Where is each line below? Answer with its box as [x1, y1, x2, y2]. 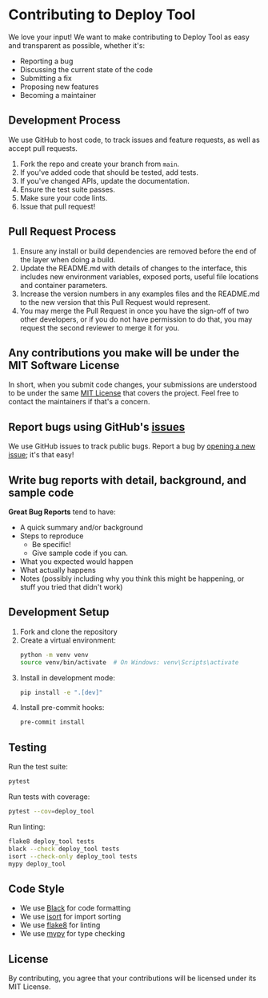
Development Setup [8, 606, 110, 619]
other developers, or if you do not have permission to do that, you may [19, 314, 253, 324]
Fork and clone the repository [19, 627, 118, 636]
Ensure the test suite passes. [19, 185, 116, 194]
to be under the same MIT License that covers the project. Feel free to [8, 388, 239, 398]
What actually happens [19, 566, 96, 574]
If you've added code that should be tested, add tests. [19, 167, 198, 177]
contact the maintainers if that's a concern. [8, 397, 150, 407]
